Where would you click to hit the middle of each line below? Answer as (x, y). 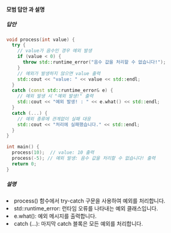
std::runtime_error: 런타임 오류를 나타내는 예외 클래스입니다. (86, 208)
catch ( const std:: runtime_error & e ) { (63, 91)
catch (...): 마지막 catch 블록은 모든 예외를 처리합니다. (79, 223)
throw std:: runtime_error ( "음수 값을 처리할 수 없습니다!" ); (94, 62)
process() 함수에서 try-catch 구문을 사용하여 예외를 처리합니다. (90, 201)
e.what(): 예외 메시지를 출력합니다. (56, 216)
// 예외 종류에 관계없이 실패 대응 (54, 119)
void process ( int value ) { (41, 40)
